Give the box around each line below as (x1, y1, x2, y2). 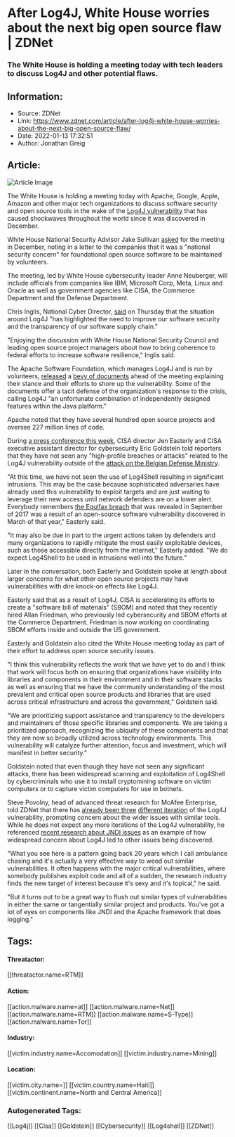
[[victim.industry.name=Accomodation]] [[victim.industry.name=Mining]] (7, 1049, 217, 1058)
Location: (7, 1065, 36, 1074)
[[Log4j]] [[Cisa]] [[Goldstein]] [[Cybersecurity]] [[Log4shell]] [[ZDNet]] (7, 1122, 215, 1130)
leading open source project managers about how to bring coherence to (7, 343, 216, 352)
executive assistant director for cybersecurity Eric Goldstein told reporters (7, 444, 222, 452)
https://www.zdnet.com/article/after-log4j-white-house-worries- (33, 116, 221, 124)
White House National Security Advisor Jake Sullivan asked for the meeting (7, 235, 224, 243)
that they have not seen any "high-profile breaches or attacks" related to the (7, 451, 228, 460)
